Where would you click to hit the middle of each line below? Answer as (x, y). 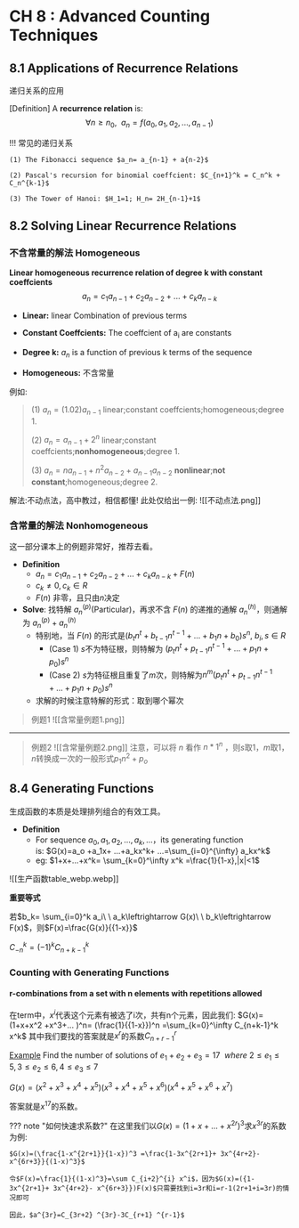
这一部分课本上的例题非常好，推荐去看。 (83, 546)
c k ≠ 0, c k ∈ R (61, 586)
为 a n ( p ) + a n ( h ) (49, 622)
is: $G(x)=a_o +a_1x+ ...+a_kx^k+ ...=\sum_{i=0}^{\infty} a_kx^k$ (153, 851)
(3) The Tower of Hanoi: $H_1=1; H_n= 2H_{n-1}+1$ (105, 199)
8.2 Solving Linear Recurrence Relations (123, 226)
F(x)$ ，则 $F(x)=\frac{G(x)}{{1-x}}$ (73, 928)
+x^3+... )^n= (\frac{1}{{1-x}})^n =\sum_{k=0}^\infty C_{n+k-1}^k (161, 1025)
